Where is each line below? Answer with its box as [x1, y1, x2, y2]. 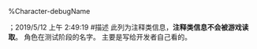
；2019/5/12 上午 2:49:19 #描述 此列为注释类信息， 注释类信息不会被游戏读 [8, 23, 249, 32]
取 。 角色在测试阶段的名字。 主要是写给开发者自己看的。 [8, 33, 192, 41]
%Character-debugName [8, 7, 91, 16]
